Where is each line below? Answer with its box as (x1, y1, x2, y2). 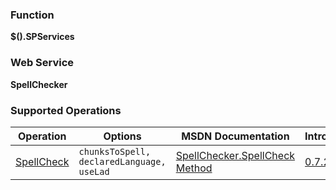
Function (10, 8, 55, 22)
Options (103, 129, 142, 143)
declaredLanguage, (78, 156, 167, 167)
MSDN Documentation (181, 129, 290, 143)
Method (175, 161, 213, 175)
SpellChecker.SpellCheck (175, 148, 296, 162)
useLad (78, 166, 110, 177)
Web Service (10, 56, 75, 70)
